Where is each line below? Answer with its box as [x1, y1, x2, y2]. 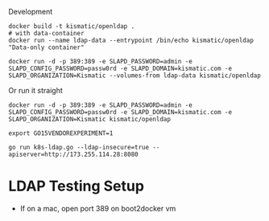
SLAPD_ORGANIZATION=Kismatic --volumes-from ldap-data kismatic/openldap [8, 72, 262, 80]
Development [8, 7, 53, 16]
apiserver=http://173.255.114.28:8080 [8, 150, 139, 158]
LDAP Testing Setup [8, 177, 145, 195]
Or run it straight [8, 86, 63, 95]
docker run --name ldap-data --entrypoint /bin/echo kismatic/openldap [8, 36, 254, 44]
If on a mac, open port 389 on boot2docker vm [19, 203, 176, 213]
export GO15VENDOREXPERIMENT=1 [8, 129, 114, 137]
